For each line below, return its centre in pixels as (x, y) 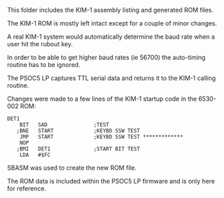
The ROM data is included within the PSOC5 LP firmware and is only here (111, 181)
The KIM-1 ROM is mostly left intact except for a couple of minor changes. (112, 23)
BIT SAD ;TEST (64, 125)
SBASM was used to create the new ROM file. (72, 168)
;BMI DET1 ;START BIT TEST (78, 149)
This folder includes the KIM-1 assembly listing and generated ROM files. (110, 10)
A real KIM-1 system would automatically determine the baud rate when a (111, 37)
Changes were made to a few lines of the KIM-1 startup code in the (102, 99)
